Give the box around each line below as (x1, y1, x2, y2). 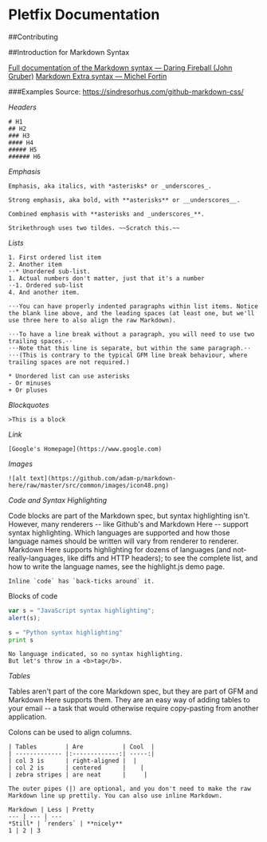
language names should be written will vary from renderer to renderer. (8, 536, 239, 546)
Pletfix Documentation (8, 6, 160, 24)
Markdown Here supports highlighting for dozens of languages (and (8, 544, 231, 554)
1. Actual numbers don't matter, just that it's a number (8, 274, 205, 283)
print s (8, 636, 34, 644)
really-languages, (8, 553, 66, 563)
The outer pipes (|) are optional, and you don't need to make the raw (8, 785, 251, 793)
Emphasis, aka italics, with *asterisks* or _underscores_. (8, 182, 213, 190)
